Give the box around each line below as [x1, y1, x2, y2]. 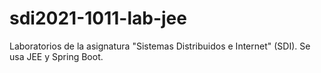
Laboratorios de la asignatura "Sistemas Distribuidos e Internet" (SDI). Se [9, 40, 311, 52]
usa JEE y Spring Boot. [9, 50, 104, 62]
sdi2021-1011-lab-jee [9, 7, 187, 30]
